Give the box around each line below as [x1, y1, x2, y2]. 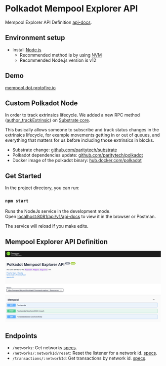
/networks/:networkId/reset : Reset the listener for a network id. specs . [12, 350, 157, 356]
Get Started [5, 171, 41, 180]
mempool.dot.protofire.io [5, 84, 56, 90]
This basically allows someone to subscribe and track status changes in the [5, 127, 159, 133]
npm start [5, 198, 29, 204]
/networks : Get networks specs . [12, 344, 78, 351]
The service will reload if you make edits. [5, 223, 89, 229]
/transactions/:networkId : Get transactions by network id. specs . [12, 355, 147, 361]
